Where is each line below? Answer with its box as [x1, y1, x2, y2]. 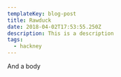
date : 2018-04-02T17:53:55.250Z [7, 23, 101, 30]
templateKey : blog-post [7, 10, 77, 17]
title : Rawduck [7, 17, 52, 24]
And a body [7, 62, 41, 70]
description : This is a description [7, 29, 114, 37]
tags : [7, 36, 23, 43]
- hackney [13, 43, 42, 50]
